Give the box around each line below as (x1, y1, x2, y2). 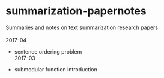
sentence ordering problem (14, 48, 82, 55)
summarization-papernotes (5, 4, 147, 18)
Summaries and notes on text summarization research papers (5, 24, 159, 31)
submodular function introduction (14, 65, 97, 73)
